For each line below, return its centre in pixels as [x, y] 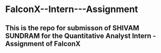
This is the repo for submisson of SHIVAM [72, 28]
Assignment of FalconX [43, 44]
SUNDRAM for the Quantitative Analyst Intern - [81, 36]
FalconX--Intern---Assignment [72, 9]
